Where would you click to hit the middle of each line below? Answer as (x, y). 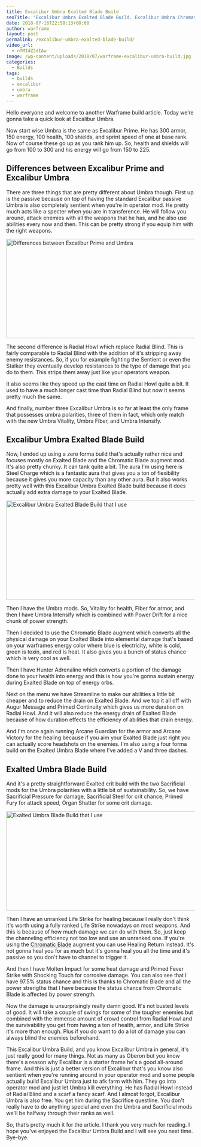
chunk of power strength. (37, 621)
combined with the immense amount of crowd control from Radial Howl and (99, 1019)
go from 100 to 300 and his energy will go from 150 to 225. (78, 149)
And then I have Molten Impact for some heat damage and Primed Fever (95, 969)
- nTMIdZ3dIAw (29, 51)
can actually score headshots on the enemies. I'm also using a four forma (97, 744)
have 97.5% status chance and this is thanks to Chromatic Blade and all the (99, 982)
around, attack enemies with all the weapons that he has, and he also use (97, 218)
